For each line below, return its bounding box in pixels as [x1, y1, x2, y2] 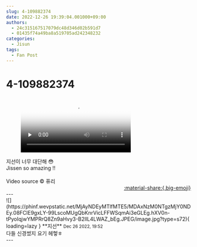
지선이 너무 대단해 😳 [6, 158, 54, 165]
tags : [6, 47, 19, 53]
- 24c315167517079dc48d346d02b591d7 [11, 25, 101, 31]
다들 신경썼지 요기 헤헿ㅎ [6, 229, 63, 236]
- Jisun [11, 42, 30, 48]
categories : [6, 36, 35, 42]
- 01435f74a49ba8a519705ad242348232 [11, 31, 101, 36]
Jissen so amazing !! [6, 164, 56, 171]
